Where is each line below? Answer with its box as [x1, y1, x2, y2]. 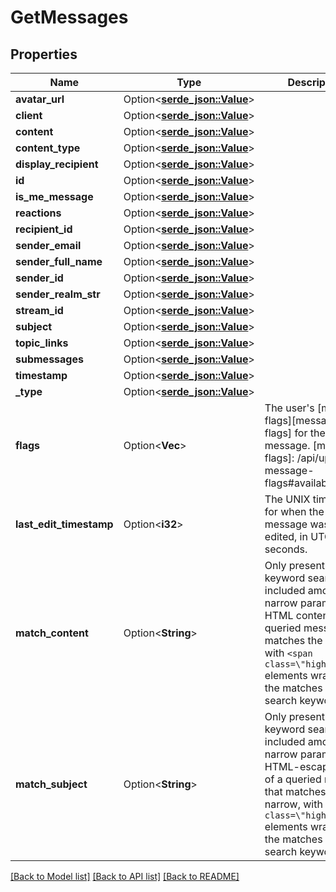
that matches [264, 785, 327, 798]
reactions [15, 206, 62, 220]
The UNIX [264, 492, 311, 506]
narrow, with [264, 797, 323, 811]
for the [294, 426, 326, 440]
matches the [264, 634, 323, 647]
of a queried [264, 772, 322, 786]
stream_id [15, 304, 64, 317]
